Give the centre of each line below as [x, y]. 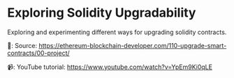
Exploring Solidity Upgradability [102, 13]
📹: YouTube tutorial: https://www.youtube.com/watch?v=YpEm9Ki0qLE [110, 67]
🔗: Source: [22, 45]
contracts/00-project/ [38, 53]
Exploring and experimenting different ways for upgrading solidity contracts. [117, 32]
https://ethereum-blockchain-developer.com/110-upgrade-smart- [132, 45]
